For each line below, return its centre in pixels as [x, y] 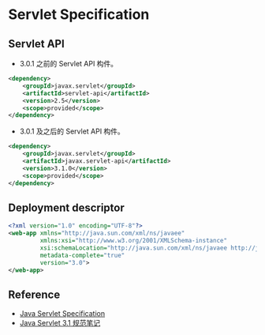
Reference [34, 294]
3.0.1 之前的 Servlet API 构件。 [69, 64]
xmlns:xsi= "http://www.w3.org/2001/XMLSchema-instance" [133, 241]
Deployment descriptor [66, 207]
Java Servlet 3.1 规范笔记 [60, 323]
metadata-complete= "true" [82, 255]
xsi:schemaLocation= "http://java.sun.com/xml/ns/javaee [133, 248]
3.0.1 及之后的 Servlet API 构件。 [72, 131]
